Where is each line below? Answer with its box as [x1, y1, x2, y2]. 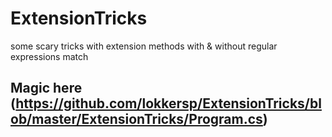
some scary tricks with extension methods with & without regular [10, 40, 278, 52]
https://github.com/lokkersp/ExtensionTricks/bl [15, 95, 322, 112]
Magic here [10, 80, 83, 97]
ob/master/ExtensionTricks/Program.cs [10, 111, 263, 128]
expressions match [10, 50, 89, 62]
